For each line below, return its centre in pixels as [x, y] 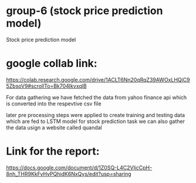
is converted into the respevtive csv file [54, 104]
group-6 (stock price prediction [85, 11]
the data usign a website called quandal [54, 127]
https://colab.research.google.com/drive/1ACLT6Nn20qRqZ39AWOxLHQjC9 [98, 79]
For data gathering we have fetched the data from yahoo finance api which [97, 97]
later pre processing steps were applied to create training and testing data [96, 115]
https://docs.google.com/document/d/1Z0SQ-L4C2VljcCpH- [79, 167]
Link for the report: [53, 152]
